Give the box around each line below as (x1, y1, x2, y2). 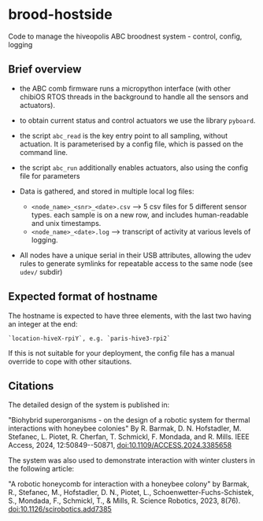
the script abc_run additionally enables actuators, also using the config (19, 163, 249, 172)
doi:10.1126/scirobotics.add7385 (8, 504, 112, 514)
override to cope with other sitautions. (8, 357, 132, 366)
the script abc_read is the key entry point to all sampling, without (19, 131, 228, 140)
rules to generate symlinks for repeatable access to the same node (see (19, 258, 254, 268)
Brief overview (8, 63, 82, 76)
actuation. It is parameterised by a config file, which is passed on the (19, 139, 244, 149)
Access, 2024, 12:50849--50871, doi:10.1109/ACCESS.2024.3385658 (8, 441, 232, 450)
